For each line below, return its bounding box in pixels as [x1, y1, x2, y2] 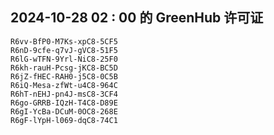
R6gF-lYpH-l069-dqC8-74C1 [10, 115, 118, 125]
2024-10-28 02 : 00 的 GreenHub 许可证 [10, 9, 264, 27]
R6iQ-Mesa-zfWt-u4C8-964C [10, 80, 118, 90]
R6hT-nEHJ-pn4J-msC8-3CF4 [10, 89, 118, 99]
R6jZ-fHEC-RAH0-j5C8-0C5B [10, 71, 118, 82]
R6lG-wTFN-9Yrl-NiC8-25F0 [10, 54, 118, 64]
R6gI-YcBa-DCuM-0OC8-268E [10, 106, 118, 117]
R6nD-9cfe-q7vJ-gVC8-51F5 [10, 45, 118, 55]
